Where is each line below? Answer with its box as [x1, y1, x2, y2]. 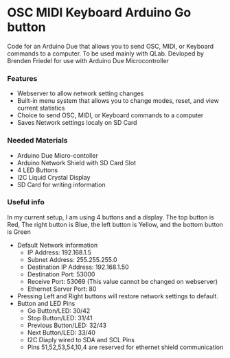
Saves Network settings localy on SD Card [16, 119, 137, 127]
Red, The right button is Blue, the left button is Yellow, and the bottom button [7, 220, 223, 228]
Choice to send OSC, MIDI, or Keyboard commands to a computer [16, 111, 204, 119]
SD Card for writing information [16, 180, 106, 189]
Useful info [7, 198, 45, 207]
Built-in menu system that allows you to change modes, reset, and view [16, 97, 220, 105]
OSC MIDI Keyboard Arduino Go [7, 5, 192, 21]
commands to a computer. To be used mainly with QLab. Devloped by [7, 49, 205, 58]
